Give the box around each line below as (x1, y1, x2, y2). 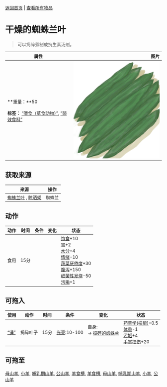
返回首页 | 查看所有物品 (5, 5, 53, 10)
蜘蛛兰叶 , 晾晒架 (7, 194, 42, 200)
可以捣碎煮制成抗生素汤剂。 (17, 41, 75, 47)
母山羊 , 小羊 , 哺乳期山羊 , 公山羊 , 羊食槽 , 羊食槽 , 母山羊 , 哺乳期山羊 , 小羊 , (5, 370, 153, 376)
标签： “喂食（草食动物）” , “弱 (7, 110, 67, 116)
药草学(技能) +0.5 (123, 320, 159, 326)
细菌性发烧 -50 (61, 273, 91, 279)
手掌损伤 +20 (123, 339, 150, 345)
